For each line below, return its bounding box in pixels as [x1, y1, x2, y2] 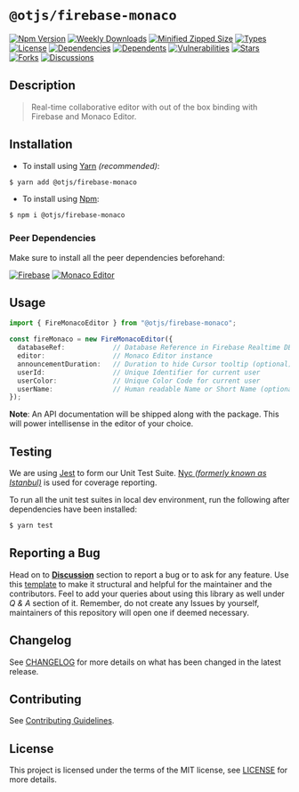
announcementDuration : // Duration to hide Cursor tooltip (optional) [17, 360, 293, 368]
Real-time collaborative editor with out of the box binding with [30, 101, 258, 112]
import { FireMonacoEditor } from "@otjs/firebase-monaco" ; [9, 319, 238, 327]
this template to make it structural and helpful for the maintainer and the [9, 578, 273, 589]
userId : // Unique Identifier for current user [17, 368, 261, 376]
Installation [9, 137, 73, 152]
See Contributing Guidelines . [9, 715, 115, 726]
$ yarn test [9, 521, 53, 530]
